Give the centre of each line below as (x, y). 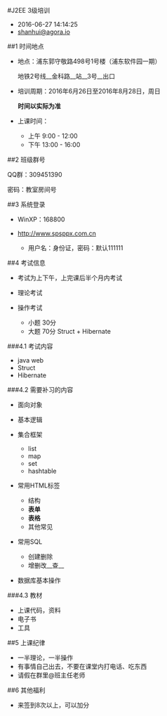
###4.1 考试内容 (30, 346)
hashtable (42, 471)
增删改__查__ (46, 565)
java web (31, 360)
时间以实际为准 (39, 106)
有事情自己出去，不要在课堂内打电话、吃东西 (82, 666)
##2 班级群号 (26, 160)
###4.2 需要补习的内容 (40, 390)
